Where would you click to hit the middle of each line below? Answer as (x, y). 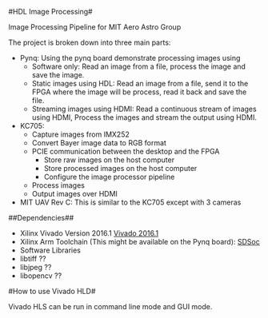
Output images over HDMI (75, 194)
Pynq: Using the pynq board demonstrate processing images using (130, 58)
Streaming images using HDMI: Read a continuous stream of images (144, 109)
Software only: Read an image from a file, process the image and (139, 66)
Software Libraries (50, 250)
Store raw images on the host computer (109, 160)
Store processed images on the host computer (120, 168)
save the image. (58, 75)
